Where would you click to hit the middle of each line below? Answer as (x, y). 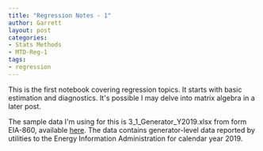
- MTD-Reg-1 (28, 52)
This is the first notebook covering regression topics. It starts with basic (125, 89)
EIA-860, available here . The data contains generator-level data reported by (132, 130)
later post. (25, 106)
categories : (28, 38)
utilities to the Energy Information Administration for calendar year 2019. (126, 138)
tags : (17, 60)
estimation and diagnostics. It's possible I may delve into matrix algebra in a (131, 98)
